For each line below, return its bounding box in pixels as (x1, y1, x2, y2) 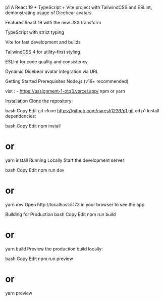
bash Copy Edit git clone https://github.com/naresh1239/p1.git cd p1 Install (5, 108, 159, 113)
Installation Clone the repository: (5, 98, 73, 104)
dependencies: (5, 113, 36, 119)
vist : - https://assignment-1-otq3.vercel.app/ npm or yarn (5, 88, 125, 94)
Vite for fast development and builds (5, 39, 81, 45)
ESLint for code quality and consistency (5, 59, 88, 65)
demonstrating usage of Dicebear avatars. (5, 10, 93, 16)
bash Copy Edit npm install (5, 123, 61, 128)
